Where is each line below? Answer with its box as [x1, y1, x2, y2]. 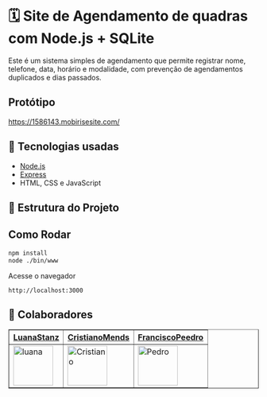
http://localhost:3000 [8, 286, 83, 294]
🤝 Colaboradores [8, 308, 94, 321]
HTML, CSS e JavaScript [19, 177, 102, 188]
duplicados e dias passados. [8, 72, 102, 82]
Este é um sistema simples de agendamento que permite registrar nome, [8, 56, 246, 65]
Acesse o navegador [8, 271, 76, 280]
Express [19, 169, 47, 179]
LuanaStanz [13, 332, 60, 343]
